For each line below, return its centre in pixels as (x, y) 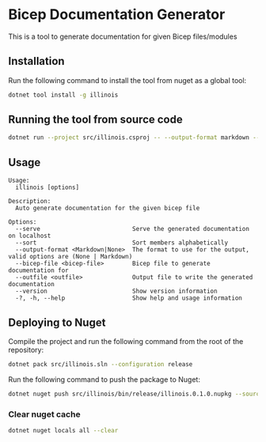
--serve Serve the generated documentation (132, 229)
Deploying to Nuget (57, 322)
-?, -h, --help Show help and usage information (129, 298)
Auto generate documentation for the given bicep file (108, 208)
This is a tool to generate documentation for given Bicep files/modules (123, 36)
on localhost (30, 236)
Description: (30, 202)
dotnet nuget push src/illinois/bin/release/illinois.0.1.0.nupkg (120, 394)
